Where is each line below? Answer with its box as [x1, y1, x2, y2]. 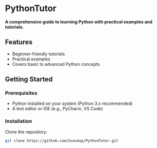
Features [5, 38, 33, 46]
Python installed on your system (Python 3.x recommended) [12, 101, 133, 106]
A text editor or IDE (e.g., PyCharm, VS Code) [12, 106, 103, 112]
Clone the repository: [5, 129, 48, 134]
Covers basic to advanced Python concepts [12, 61, 100, 67]
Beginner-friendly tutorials [12, 51, 65, 57]
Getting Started [5, 75, 53, 84]
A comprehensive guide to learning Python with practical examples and [5, 19, 153, 25]
